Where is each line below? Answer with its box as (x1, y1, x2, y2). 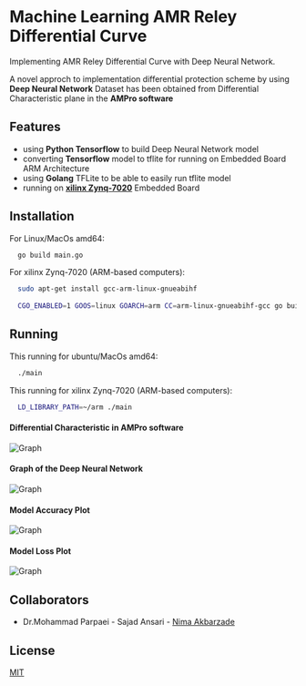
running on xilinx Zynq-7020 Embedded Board (22, 182, 200, 193)
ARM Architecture (22, 162, 90, 174)
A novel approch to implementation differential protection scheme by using (9, 73, 290, 84)
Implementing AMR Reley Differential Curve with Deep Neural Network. (9, 56, 276, 67)
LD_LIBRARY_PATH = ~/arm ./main (17, 403, 132, 412)
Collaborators (9, 592, 89, 608)
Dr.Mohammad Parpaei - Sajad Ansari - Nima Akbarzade (22, 617, 235, 628)
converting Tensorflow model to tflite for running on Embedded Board (22, 153, 287, 164)
